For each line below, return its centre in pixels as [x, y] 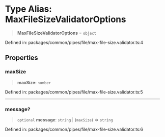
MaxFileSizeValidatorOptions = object [57, 33]
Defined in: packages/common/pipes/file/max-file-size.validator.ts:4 [74, 42]
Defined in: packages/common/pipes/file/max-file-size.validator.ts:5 [74, 92]
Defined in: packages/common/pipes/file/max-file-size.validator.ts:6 [74, 129]
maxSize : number [34, 82]
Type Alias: [29, 9]
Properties [22, 58]
